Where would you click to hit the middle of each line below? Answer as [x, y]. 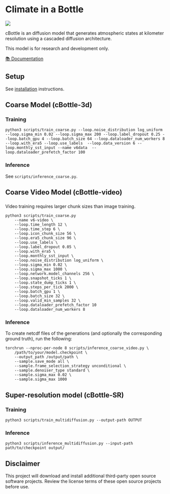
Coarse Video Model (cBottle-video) [64, 192]
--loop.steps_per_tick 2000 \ [47, 287]
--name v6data [73, 148]
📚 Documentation [24, 58]
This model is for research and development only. [57, 48]
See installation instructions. [35, 89]
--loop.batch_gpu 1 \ [37, 292]
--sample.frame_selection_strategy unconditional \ [70, 366]
